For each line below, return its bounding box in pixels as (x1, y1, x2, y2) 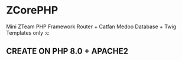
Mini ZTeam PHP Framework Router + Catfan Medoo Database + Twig (6, 23, 177, 30)
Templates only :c (6, 29, 50, 36)
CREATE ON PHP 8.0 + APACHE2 (6, 46, 129, 56)
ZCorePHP (6, 4, 58, 17)
